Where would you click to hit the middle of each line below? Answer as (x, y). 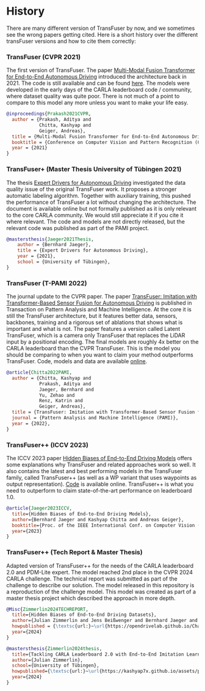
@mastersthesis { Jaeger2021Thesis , (50, 239)
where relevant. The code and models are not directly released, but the (95, 222)
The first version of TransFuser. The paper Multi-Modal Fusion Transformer (101, 70)
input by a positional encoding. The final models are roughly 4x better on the (103, 342)
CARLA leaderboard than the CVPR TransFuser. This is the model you (93, 349)
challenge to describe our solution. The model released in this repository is (100, 585)
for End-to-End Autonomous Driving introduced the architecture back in (97, 77)
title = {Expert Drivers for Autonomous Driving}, (83, 251)
